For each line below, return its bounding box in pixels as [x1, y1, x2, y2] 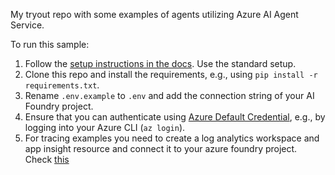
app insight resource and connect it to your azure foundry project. [24, 143, 298, 154]
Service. [10, 19, 45, 31]
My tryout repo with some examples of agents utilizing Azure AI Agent [10, 9, 299, 20]
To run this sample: [10, 39, 90, 50]
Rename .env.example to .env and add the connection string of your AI [24, 90, 315, 101]
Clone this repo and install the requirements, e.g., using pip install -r [24, 69, 318, 80]
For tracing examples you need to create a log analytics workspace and [24, 132, 320, 144]
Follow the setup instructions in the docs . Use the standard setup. [24, 58, 297, 69]
